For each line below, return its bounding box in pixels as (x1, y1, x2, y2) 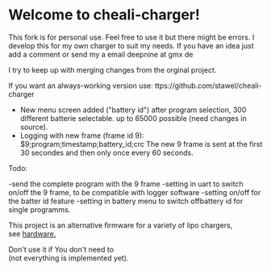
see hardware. (8, 228, 56, 239)
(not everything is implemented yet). (8, 252, 129, 263)
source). (19, 122, 48, 131)
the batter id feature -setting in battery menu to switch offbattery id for (8, 196, 244, 206)
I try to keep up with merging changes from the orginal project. (8, 65, 217, 74)
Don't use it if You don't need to (8, 244, 115, 254)
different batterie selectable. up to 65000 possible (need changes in (19, 113, 248, 123)
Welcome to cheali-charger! (8, 6, 200, 24)
